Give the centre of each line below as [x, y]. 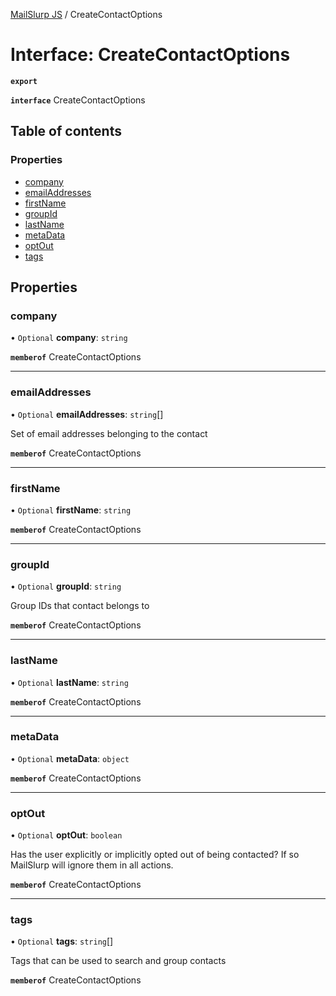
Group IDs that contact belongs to [80, 606]
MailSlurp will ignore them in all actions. [92, 865]
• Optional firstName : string [71, 510]
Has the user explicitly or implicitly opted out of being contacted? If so [155, 855]
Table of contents [66, 131]
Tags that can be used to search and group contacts [118, 961]
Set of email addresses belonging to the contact [109, 433]
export [24, 81]
